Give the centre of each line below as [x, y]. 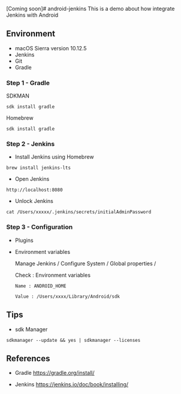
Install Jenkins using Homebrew [54, 157]
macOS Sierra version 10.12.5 [51, 48]
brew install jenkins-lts [38, 168]
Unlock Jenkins [34, 201]
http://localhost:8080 [34, 190]
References [28, 358]
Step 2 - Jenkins [31, 144]
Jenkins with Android [32, 15]
